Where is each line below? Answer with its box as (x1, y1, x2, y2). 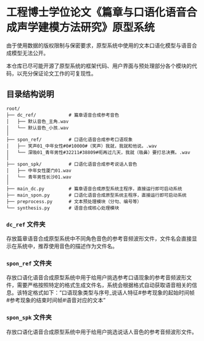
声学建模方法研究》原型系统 (17, 21, 156, 34)
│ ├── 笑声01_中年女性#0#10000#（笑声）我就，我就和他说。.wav (6, 143, 157, 149)
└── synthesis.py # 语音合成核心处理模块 (6, 205, 119, 211)
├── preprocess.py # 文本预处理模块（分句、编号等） (6, 198, 142, 204)
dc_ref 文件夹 (6, 220, 46, 229)
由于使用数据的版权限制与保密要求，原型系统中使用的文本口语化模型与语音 (6, 42, 192, 49)
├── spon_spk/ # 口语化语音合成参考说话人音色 (6, 161, 137, 167)
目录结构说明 (6, 89, 54, 100)
